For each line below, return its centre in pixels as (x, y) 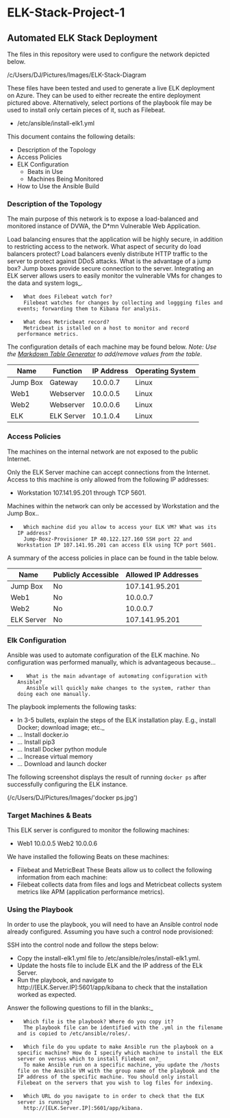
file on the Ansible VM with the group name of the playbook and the (118, 1071)
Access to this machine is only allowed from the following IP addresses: (108, 479)
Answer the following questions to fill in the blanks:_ (80, 1008)
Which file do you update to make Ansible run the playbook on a (118, 1047)
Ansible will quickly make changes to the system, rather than (118, 688)
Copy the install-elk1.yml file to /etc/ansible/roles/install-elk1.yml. (108, 958)
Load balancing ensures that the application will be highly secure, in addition (115, 239)
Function (67, 371)
